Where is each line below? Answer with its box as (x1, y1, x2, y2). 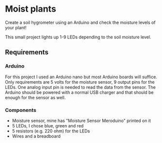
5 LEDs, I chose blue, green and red (12, 123, 84, 128)
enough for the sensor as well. (5, 94, 66, 100)
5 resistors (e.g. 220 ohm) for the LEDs (12, 128, 90, 134)
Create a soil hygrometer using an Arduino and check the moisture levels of (5, 19, 156, 25)
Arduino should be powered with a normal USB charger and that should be (5, 89, 154, 95)
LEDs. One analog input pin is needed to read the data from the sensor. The (5, 84, 156, 90)
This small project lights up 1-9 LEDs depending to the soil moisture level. (5, 34, 151, 40)
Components (5, 107, 36, 113)
